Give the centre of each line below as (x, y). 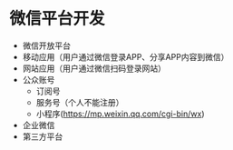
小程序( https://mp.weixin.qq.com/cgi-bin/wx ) (120, 114)
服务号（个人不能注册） (80, 102)
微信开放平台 (46, 45)
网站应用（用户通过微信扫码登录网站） (94, 68)
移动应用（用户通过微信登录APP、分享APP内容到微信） (126, 56)
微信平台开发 (58, 19)
